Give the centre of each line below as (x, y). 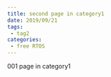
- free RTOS (28, 46)
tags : (15, 27)
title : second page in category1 (56, 14)
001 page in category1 (39, 66)
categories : (24, 40)
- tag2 (20, 33)
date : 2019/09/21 (32, 20)
